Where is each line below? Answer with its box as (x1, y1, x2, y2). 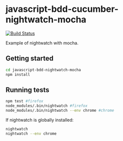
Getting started (5, 54, 54, 63)
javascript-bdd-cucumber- (5, 3, 119, 15)
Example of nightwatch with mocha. (5, 40, 79, 46)
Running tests (5, 86, 50, 94)
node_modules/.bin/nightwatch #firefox (5, 103, 88, 108)
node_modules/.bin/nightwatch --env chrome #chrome (5, 108, 114, 113)
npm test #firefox (5, 99, 43, 104)
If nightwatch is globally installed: (5, 117, 74, 123)
